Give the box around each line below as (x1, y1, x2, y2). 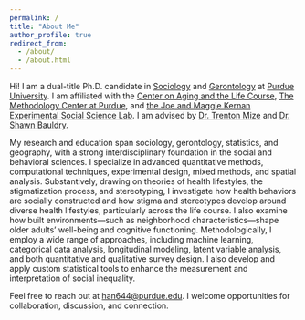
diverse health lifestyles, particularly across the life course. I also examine (9, 205, 288, 215)
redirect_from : (9, 38, 68, 48)
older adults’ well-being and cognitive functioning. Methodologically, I (9, 224, 272, 235)
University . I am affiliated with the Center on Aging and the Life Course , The (9, 90, 294, 101)
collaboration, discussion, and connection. (9, 300, 169, 311)
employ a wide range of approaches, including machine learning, (9, 234, 254, 244)
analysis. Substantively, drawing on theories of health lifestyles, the (9, 176, 263, 187)
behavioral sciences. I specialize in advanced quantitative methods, (9, 157, 264, 167)
